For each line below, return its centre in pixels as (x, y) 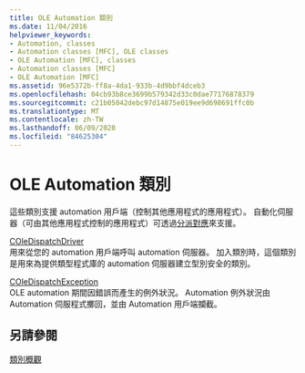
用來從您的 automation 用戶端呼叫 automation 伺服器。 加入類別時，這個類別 (153, 252)
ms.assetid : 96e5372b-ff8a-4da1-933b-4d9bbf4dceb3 (107, 86)
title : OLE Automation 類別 (61, 18)
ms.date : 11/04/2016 (49, 26)
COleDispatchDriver (47, 241)
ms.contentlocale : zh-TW (56, 119)
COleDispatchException (54, 281)
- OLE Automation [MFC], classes (73, 60)
